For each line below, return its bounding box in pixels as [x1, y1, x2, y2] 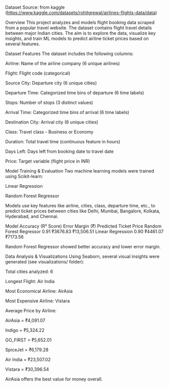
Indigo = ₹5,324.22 [5, 327, 44, 333]
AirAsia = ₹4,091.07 [5, 317, 45, 323]
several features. [5, 41, 40, 47]
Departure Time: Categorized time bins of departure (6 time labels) [5, 90, 144, 95]
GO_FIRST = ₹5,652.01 [5, 337, 52, 343]
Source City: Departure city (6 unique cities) [5, 80, 97, 86]
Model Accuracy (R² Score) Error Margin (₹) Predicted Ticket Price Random [5, 223, 162, 229]
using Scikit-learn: [5, 174, 43, 179]
